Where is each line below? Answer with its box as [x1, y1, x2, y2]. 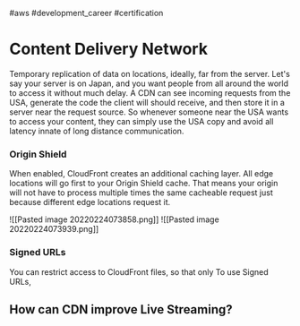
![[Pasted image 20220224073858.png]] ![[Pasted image [9, 214, 219, 225]
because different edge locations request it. [9, 197, 171, 208]
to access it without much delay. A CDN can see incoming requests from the [9, 87, 291, 98]
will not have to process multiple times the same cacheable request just [9, 187, 273, 198]
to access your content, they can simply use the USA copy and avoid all [9, 116, 274, 126]
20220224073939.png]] [9, 224, 99, 235]
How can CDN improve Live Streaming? [9, 302, 233, 317]
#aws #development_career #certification [9, 8, 164, 18]
